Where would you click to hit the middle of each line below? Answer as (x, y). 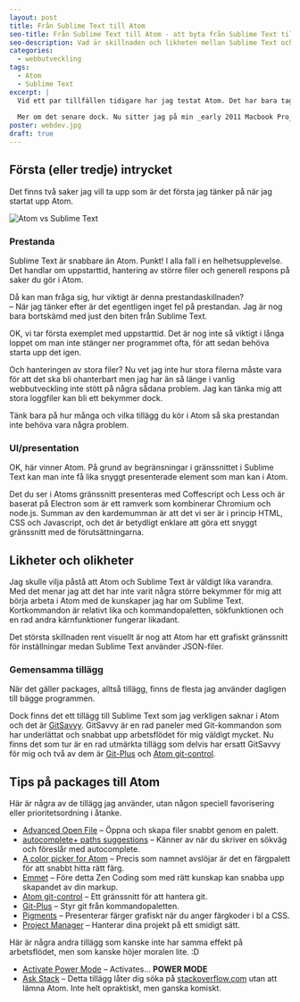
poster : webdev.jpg (46, 126)
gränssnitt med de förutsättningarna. (77, 532)
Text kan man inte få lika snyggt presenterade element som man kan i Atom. (149, 477)
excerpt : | (29, 92)
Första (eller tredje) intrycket (91, 170)
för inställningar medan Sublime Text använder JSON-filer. (117, 647)
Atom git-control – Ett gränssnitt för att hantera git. (115, 897)
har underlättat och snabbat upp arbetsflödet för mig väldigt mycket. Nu (142, 735)
